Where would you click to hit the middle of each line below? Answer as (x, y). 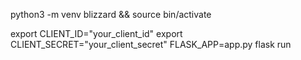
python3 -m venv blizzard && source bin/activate (111, 14)
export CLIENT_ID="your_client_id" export (96, 33)
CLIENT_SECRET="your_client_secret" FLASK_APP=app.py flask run (151, 44)
